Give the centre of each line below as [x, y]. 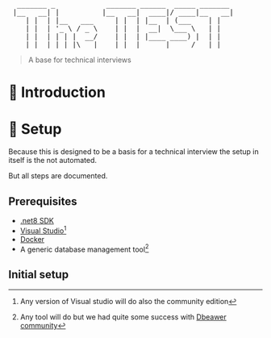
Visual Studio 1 [43, 230]
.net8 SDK [37, 220]
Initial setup [39, 274]
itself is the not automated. [53, 161]
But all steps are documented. [58, 176]
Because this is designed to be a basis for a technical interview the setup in [134, 152]
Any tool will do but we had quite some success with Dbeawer [123, 317]
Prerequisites [43, 201]
